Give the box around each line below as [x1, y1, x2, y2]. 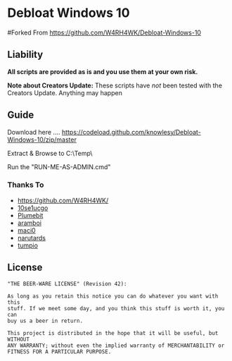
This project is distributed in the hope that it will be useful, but [7, 329, 219, 336]
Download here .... [7, 128, 60, 136]
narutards [17, 233, 46, 242]
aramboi [17, 219, 42, 227]
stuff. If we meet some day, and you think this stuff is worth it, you [7, 305, 225, 312]
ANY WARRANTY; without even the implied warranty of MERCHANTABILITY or [7, 342, 225, 349]
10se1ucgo [17, 203, 49, 212]
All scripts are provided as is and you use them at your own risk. [7, 67, 198, 75]
